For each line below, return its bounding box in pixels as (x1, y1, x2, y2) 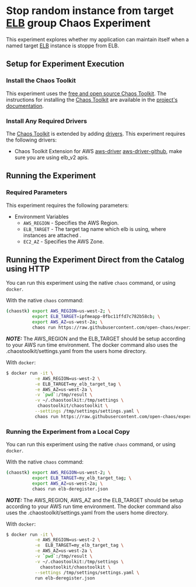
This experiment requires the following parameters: (6, 202, 129, 209)
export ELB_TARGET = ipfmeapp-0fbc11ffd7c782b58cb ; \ (32, 314, 160, 320)
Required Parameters (6, 188, 68, 196)
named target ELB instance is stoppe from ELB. (6, 42, 120, 49)
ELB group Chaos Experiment (6, 16, 150, 30)
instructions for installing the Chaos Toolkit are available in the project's (6, 96, 178, 103)
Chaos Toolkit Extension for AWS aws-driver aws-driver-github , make (14, 147, 183, 154)
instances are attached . (23, 232, 82, 239)
